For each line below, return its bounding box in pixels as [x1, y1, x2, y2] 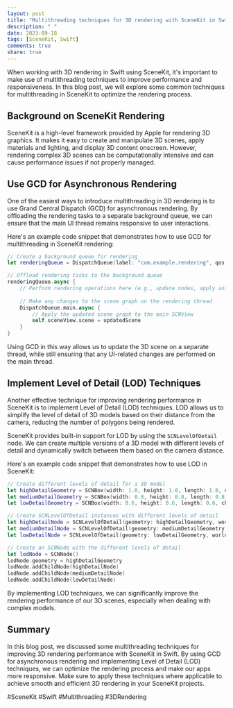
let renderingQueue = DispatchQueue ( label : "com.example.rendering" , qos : [7, 260, 228, 267]
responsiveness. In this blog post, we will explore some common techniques [7, 83, 225, 91]
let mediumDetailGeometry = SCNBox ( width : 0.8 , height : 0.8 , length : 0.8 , [7, 494, 228, 500]
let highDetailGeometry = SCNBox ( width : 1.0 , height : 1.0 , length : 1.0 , [7, 487, 222, 494]
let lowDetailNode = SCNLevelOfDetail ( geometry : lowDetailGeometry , [7, 532, 209, 539]
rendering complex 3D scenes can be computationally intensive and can [7, 151, 214, 159]
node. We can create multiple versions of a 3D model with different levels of [7, 439, 224, 447]
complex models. [7, 604, 57, 612]
